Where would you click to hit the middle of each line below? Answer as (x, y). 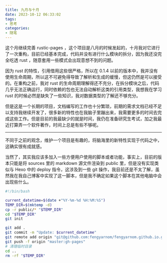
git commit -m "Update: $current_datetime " (51, 233)
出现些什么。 (18, 182)
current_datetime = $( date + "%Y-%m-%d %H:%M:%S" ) (55, 200)
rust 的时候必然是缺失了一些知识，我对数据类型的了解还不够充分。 (73, 96)
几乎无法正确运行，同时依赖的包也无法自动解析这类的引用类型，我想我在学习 (83, 89)
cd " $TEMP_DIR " (21, 214)
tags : (11, 19)
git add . (15, 228)
